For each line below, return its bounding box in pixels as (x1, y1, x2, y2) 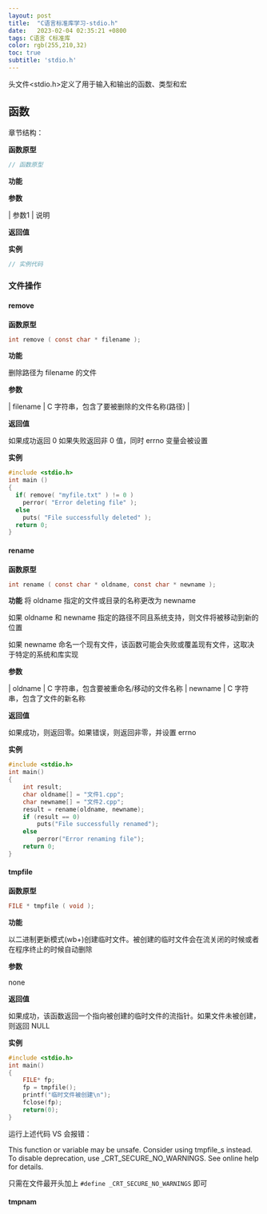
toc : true (8, 49, 42, 57)
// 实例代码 (8, 260, 44, 268)
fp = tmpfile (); (22, 1084, 78, 1092)
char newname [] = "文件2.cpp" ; (22, 797, 125, 806)
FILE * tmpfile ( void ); (8, 901, 94, 910)
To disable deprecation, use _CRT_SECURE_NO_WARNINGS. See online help (8, 1153, 259, 1163)
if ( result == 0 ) (22, 813, 81, 821)
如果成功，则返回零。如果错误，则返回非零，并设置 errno (8, 728, 197, 737)
